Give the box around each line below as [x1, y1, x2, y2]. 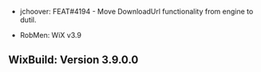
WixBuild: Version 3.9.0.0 [8, 53, 139, 66]
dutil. [19, 15, 38, 25]
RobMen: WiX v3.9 [19, 31, 82, 40]
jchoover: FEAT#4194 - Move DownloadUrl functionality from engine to [19, 7, 254, 16]
